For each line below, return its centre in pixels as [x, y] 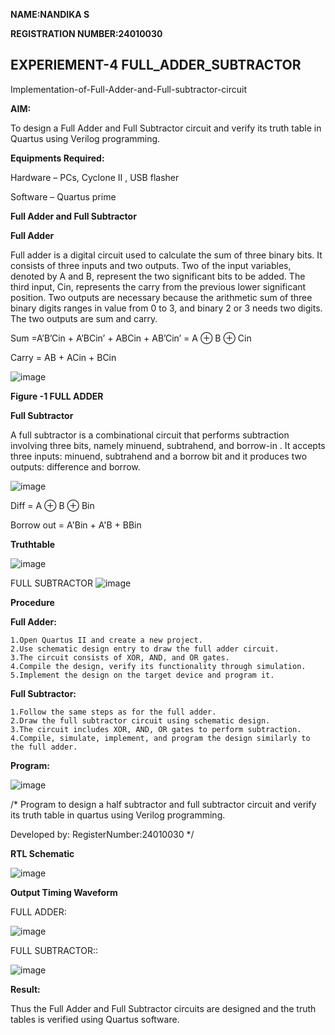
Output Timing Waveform [64, 892]
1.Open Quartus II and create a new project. [106, 640]
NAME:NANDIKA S [50, 14]
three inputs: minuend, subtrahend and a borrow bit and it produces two [159, 456]
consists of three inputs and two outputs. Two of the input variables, [151, 265]
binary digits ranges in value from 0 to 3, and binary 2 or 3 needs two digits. [166, 308]
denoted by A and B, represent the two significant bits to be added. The [158, 276]
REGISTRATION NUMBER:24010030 [86, 33]
